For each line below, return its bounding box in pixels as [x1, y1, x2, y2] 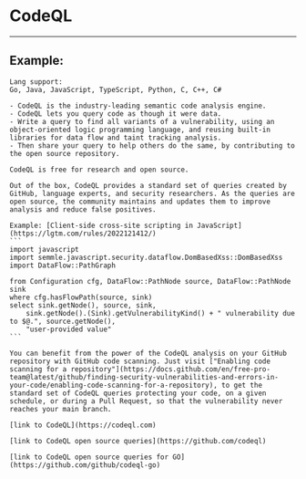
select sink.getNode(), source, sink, [9, 300, 157, 310]
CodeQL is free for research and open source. [9, 165, 189, 174]
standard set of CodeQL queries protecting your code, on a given [9, 389, 267, 398]
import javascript [9, 245, 79, 254]
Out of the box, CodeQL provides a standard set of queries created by [9, 181, 287, 190]
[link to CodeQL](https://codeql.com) [9, 421, 157, 430]
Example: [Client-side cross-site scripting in [9, 221, 194, 230]
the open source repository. [9, 149, 120, 158]
